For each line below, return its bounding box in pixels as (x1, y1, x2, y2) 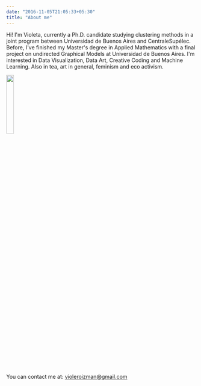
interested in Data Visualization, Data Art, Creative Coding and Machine (6, 57, 184, 64)
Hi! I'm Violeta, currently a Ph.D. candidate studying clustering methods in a (6, 31, 194, 38)
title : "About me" (6, 14, 52, 20)
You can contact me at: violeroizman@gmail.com (6, 373, 128, 380)
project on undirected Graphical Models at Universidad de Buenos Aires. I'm (6, 50, 195, 57)
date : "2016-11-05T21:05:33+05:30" (6, 8, 96, 15)
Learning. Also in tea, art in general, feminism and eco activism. (6, 63, 164, 70)
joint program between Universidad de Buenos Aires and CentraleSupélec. (6, 37, 191, 44)
